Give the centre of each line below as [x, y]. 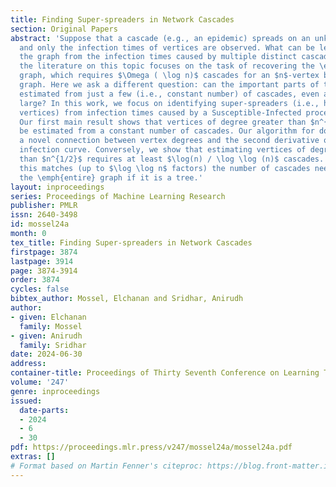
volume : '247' [40, 382]
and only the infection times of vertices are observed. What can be [167, 47]
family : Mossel [51, 326]
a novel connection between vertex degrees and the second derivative [169, 141]
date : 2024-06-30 [46, 354]
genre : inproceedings [55, 391]
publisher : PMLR [44, 206]
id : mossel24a [40, 224]
